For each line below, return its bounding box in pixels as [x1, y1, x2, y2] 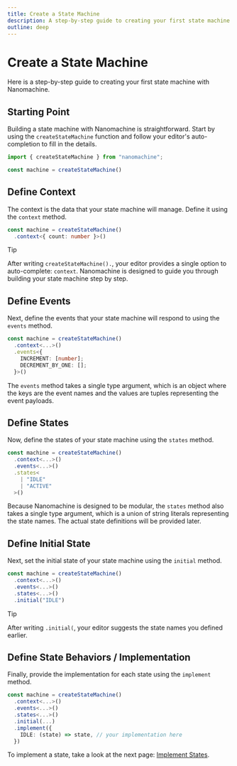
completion [7, 140, 40, 149]
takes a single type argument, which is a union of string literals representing [7, 509, 229, 518]
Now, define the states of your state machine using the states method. [7, 436, 214, 444]
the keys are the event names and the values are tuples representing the [7, 389, 219, 397]
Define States [7, 416, 69, 428]
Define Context [7, 186, 76, 198]
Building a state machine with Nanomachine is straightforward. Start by [7, 125, 215, 134]
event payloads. [7, 396, 55, 405]
